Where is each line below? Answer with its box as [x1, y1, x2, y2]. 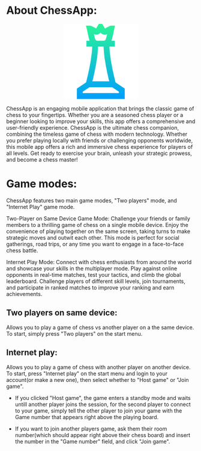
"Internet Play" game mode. [6, 203, 75, 210]
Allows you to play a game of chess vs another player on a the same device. [6, 324, 194, 331]
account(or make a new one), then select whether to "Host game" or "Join [6, 376, 189, 383]
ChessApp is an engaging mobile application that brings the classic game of [6, 104, 194, 112]
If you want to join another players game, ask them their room [14, 425, 167, 432]
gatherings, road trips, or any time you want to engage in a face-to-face [6, 240, 184, 247]
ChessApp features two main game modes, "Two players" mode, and [6, 196, 177, 204]
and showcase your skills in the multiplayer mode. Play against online [6, 265, 178, 272]
